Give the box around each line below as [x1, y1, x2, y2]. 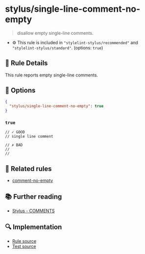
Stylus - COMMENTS [12, 208, 55, 214]
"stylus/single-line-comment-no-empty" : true [9, 104, 104, 109]
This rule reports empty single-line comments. [5, 72, 99, 78]
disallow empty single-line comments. [17, 30, 94, 36]
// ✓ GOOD [5, 130, 25, 135]
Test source [12, 243, 37, 249]
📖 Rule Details [5, 59, 48, 67]
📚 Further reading [5, 192, 62, 201]
